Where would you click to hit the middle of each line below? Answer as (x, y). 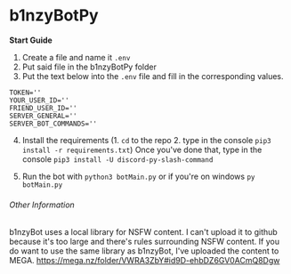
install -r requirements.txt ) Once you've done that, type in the (142, 149)
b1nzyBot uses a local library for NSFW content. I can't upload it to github (143, 232)
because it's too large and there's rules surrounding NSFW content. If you (145, 242)
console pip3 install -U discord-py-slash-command (117, 159)
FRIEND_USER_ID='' (43, 108)
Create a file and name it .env (76, 57)
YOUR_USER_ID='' (39, 100)
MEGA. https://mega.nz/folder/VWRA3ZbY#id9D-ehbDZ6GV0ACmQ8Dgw (145, 261)
